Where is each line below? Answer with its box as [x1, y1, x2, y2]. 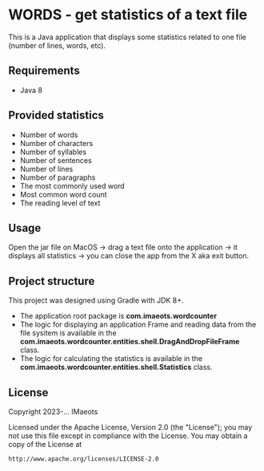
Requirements [8, 64, 80, 78]
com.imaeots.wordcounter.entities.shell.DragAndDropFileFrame [19, 337, 240, 347]
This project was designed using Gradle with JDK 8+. [8, 295, 184, 306]
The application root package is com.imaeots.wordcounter [19, 311, 218, 321]
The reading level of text [19, 198, 101, 208]
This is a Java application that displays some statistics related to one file [8, 32, 246, 42]
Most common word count [19, 189, 107, 199]
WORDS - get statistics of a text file [8, 6, 248, 24]
